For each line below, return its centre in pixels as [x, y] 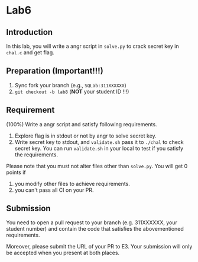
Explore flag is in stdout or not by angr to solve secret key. [85, 136]
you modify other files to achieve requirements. [72, 184]
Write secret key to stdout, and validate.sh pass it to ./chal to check [99, 142]
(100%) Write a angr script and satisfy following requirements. [82, 124]
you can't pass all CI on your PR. [54, 190]
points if [16, 172]
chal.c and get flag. [30, 53]
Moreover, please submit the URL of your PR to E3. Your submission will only [99, 247]
